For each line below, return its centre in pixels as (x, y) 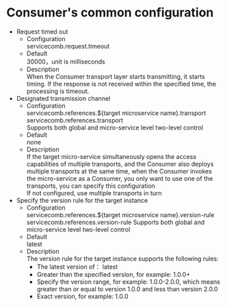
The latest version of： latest (77, 267)
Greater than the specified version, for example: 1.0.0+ (113, 274)
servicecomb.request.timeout (68, 46)
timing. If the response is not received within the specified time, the (121, 84)
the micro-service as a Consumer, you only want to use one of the (120, 178)
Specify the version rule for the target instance (82, 200)
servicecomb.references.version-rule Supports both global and (116, 222)
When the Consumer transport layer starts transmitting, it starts (116, 76)
